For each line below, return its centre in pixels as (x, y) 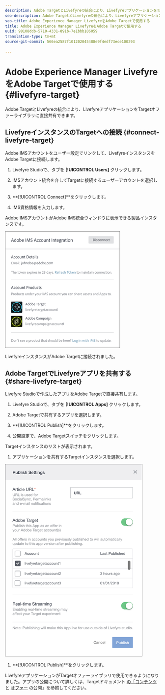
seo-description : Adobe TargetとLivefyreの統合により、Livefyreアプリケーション (84, 16)
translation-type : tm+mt (30, 37)
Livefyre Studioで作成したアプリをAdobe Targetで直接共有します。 (73, 394)
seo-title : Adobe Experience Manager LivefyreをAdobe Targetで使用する (78, 21)
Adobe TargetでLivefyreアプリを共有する (68, 373)
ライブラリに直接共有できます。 (46, 115)
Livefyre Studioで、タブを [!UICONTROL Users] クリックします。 (78, 169)
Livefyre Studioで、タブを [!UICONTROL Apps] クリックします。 (78, 405)
